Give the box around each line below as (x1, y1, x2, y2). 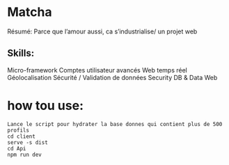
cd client (7, 133, 36, 140)
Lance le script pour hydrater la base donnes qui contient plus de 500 (7, 120, 223, 127)
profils (7, 127, 30, 134)
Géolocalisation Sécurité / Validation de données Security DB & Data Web (7, 73, 218, 81)
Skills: (7, 47, 35, 59)
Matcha (7, 4, 52, 20)
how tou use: (7, 97, 84, 113)
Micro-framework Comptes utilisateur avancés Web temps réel (7, 65, 188, 74)
